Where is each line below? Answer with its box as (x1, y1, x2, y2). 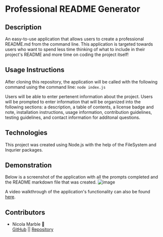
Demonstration (5, 161, 52, 170)
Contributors (5, 208, 46, 216)
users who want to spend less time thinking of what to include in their (5, 47, 145, 52)
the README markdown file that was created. (5, 179, 97, 185)
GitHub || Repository (12, 227, 54, 233)
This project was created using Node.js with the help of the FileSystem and (5, 141, 157, 148)
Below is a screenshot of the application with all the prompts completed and (5, 174, 158, 180)
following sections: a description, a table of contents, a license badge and (5, 104, 154, 110)
